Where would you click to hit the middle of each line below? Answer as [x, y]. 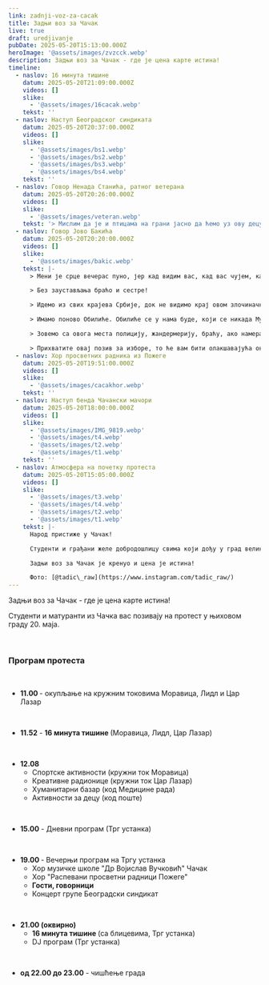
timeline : [25, 68]
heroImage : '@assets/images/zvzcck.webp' [78, 53]
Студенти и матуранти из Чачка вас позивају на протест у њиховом [125, 616]
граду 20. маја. [34, 624]
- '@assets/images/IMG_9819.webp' [87, 430]
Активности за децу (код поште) [87, 798]
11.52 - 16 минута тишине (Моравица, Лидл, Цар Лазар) [116, 733]
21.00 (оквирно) [48, 925]
